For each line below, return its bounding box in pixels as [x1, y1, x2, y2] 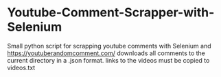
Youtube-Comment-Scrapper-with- [7, 5, 215, 20]
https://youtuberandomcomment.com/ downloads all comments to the [7, 49, 206, 57]
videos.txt [7, 63, 36, 72]
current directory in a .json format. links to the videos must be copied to [7, 56, 210, 64]
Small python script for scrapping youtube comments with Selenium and [7, 42, 211, 50]
